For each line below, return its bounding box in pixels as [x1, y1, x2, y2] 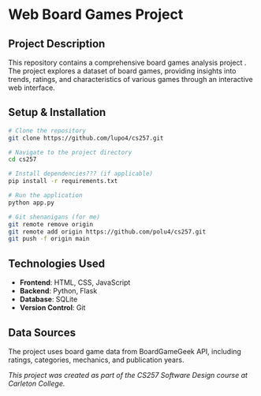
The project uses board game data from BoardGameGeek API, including [8, 346, 242, 356]
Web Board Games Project [8, 6, 184, 24]
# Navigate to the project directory [8, 148, 132, 156]
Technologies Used [8, 256, 105, 270]
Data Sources [8, 326, 76, 339]
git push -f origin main [8, 235, 90, 243]
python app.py [8, 199, 55, 207]
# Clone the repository [8, 126, 87, 135]
